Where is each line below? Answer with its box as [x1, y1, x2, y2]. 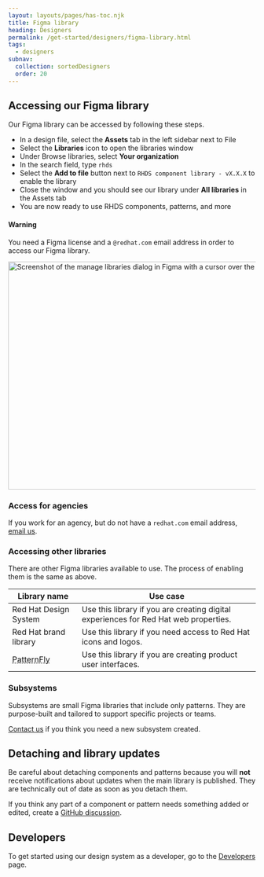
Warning [8, 220, 37, 229]
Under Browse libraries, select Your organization [19, 152, 179, 161]
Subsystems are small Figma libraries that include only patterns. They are [8, 700, 246, 710]
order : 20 [15, 70, 47, 78]
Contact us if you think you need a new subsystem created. [8, 724, 201, 733]
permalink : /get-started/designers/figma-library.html [8, 33, 192, 42]
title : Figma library [8, 19, 79, 27]
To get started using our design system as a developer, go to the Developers [8, 852, 256, 861]
